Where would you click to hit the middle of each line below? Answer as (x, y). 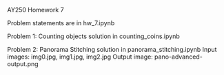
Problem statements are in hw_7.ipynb (61, 23)
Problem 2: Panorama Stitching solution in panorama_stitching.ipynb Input (112, 49)
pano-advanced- (179, 57)
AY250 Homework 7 (35, 10)
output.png (23, 64)
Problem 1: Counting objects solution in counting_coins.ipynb (94, 36)
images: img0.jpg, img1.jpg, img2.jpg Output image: (80, 57)
